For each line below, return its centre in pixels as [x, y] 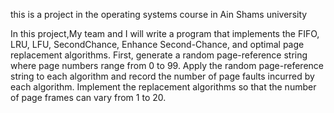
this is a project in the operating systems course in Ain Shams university [159, 14]
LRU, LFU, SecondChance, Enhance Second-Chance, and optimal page [157, 44]
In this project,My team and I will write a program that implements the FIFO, [165, 33]
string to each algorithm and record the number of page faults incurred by [162, 76]
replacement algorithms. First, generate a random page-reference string [159, 55]
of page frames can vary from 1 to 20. [88, 97]
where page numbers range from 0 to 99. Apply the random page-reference [167, 65]
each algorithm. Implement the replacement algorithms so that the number [163, 87]
